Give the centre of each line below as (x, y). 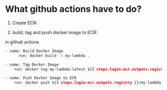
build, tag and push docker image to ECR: (55, 32)
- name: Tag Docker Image (32, 65)
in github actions (22, 42)
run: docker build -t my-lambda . (54, 55)
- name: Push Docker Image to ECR (41, 78)
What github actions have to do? (73, 9)
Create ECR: (25, 23)
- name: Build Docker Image (34, 51)
